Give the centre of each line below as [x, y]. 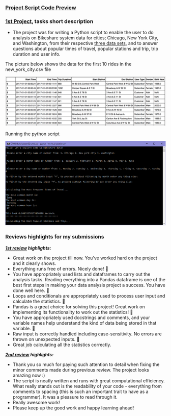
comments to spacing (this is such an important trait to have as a [80, 391]
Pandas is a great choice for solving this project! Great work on [79, 307]
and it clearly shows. [34, 263]
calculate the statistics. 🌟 [39, 301]
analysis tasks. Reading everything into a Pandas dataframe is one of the [89, 279]
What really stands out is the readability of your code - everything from [87, 386]
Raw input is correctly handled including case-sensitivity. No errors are [87, 334]
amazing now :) [29, 375]
